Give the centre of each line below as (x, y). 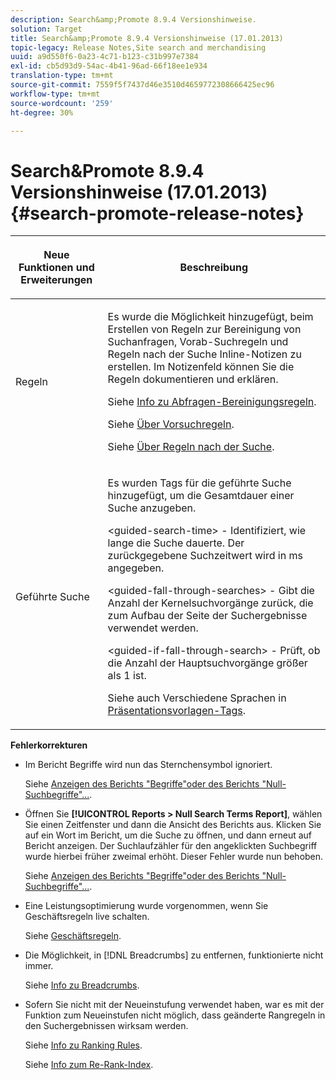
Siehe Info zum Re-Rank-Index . (89, 1065)
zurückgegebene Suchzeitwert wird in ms (205, 556)
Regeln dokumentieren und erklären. (193, 379)
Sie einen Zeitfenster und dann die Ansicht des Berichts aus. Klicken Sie (173, 825)
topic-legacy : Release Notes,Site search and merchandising (138, 47)
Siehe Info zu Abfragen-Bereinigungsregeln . (212, 402)
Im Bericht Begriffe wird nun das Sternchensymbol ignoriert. (148, 765)
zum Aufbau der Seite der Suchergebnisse (207, 616)
